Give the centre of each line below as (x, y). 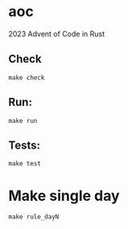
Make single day (64, 196)
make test (25, 164)
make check (27, 78)
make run (23, 121)
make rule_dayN (34, 217)
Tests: (24, 145)
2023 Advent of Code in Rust (57, 34)
